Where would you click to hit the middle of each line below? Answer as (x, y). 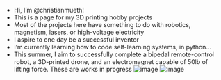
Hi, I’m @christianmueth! (49, 10)
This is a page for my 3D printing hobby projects (83, 17)
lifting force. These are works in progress (73, 69)
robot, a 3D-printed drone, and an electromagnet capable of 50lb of (111, 62)
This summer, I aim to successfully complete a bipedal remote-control (114, 54)
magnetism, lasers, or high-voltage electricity (79, 32)
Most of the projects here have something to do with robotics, (102, 25)
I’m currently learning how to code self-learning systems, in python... (113, 47)
